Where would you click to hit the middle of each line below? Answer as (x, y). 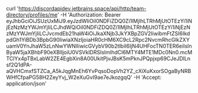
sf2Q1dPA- (19, 65)
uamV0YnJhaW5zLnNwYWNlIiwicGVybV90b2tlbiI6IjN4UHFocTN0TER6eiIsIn (99, 46)
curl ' (12, 9)
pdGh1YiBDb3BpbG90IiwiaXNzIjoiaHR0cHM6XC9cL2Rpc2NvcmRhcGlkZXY (98, 40)
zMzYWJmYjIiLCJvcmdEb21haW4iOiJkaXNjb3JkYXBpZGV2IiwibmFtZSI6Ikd (98, 34)
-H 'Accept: (147, 77)
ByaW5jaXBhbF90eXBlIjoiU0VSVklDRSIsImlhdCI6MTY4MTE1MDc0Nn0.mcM (99, 52)
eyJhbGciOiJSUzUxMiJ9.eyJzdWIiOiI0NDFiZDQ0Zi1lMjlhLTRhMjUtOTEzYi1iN (99, 21)
